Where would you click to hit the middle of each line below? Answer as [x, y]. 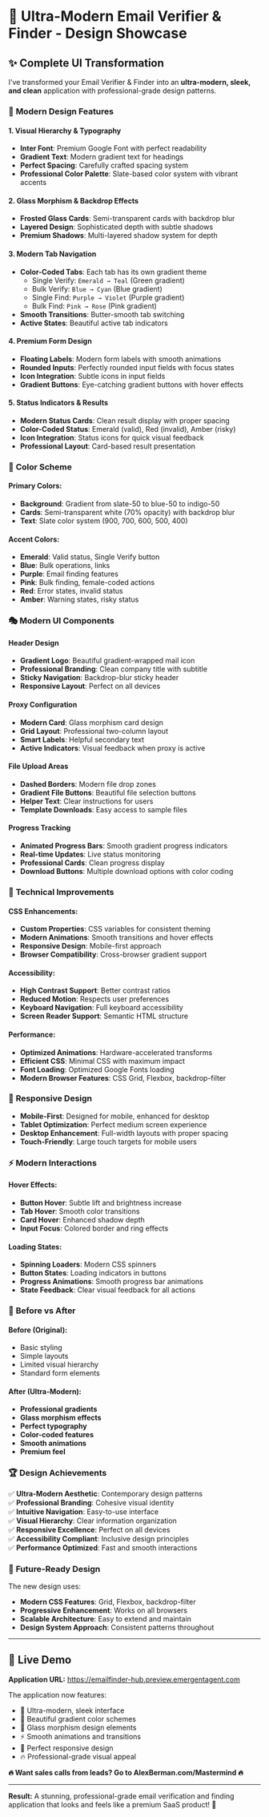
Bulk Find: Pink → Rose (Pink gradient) [94, 306]
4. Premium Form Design [50, 341]
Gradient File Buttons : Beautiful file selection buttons [108, 792]
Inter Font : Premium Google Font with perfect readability [113, 148]
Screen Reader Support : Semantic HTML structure [104, 1016]
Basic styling [41, 1348]
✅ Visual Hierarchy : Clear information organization [93, 1521]
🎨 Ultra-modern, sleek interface [72, 1710]
